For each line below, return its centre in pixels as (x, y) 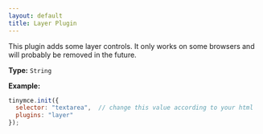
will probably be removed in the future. (72, 55)
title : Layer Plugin (43, 23)
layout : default (35, 16)
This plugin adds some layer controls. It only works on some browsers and (131, 46)
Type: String (30, 70)
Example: (25, 86)
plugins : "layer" (45, 116)
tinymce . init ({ (34, 100)
